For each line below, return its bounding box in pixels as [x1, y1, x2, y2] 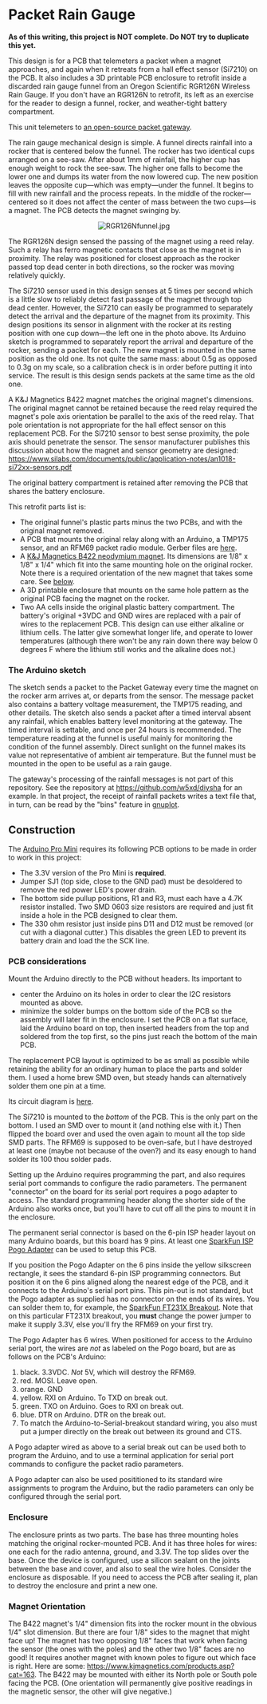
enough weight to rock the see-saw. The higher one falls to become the [8, 163, 243, 172]
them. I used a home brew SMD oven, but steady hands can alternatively [8, 1073, 247, 1082]
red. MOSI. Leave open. [19, 1376, 98, 1386]
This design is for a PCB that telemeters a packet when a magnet [8, 56, 222, 65]
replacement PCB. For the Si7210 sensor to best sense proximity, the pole [8, 429, 249, 438]
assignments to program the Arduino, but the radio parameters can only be [8, 1483, 254, 1493]
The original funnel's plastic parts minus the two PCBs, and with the [19, 517, 243, 527]
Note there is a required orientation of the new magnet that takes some [19, 568, 253, 578]
